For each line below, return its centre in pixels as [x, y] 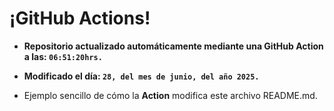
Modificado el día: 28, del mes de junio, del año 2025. [141, 76]
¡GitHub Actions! [80, 18]
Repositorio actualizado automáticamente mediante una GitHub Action [173, 46]
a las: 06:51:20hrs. [63, 56]
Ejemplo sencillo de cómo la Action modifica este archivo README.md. [170, 95]
